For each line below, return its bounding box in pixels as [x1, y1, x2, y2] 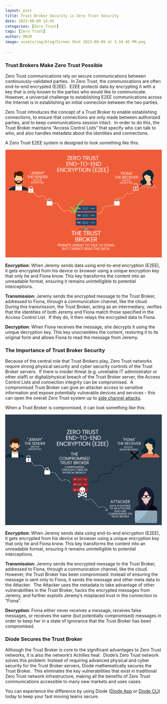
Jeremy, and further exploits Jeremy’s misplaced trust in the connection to [5, 593, 158, 599]
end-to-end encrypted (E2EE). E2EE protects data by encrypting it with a [5, 83, 156, 89]
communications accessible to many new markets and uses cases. [5, 679, 142, 685]
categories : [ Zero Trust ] [5, 24, 59, 29]
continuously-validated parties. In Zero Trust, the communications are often [5, 78, 161, 84]
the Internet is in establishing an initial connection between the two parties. [5, 99, 159, 105]
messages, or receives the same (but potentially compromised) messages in [5, 613, 162, 619]
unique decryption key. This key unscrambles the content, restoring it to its [5, 329, 159, 335]
